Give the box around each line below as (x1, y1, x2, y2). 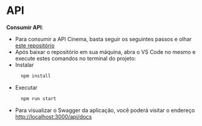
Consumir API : (6, 24, 44, 31)
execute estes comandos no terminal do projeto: (15, 55, 136, 62)
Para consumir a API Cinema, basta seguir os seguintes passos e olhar (15, 35, 192, 42)
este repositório (15, 42, 55, 49)
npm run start (21, 95, 56, 102)
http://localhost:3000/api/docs (15, 113, 92, 120)
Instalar (15, 61, 35, 68)
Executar (15, 84, 38, 91)
